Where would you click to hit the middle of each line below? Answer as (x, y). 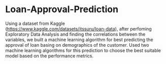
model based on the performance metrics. (49, 56)
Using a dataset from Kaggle (35, 23)
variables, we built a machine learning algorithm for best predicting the (79, 40)
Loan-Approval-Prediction (62, 9)
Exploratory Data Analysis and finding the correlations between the (75, 34)
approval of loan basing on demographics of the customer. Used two (77, 45)
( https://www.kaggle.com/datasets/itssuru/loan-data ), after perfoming (79, 28)
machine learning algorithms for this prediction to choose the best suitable (83, 50)
